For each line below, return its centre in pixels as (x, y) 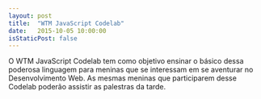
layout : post (30, 16)
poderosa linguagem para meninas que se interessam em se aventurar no (131, 70)
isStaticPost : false (43, 38)
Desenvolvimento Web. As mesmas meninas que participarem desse (122, 78)
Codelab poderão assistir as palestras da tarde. (87, 87)
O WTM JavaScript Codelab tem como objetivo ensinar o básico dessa (126, 61)
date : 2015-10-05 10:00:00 (57, 31)
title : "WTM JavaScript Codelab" (67, 23)
